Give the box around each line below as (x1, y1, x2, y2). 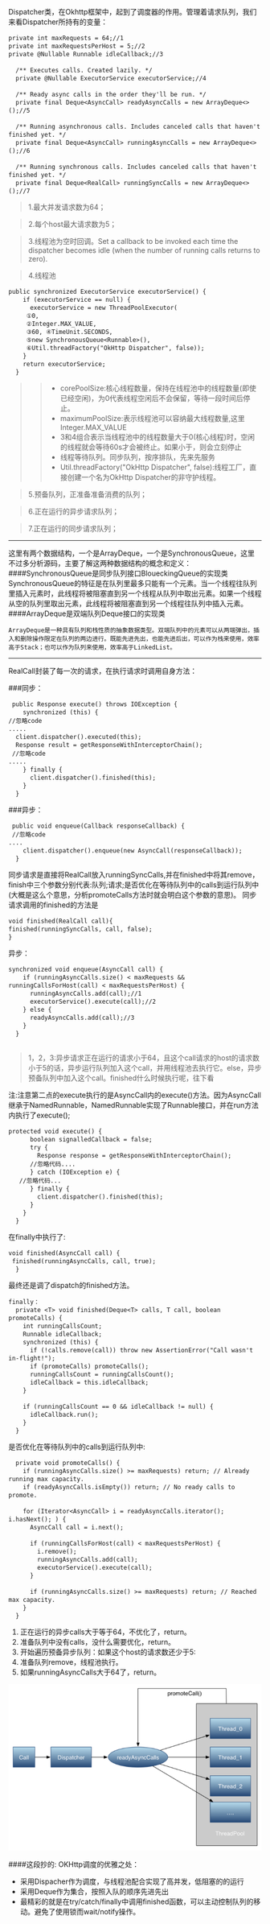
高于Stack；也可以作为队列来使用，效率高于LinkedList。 (8, 643, 177, 651)
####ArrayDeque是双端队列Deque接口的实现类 (8, 609, 166, 618)
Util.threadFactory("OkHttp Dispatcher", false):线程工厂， (59, 462, 250, 472)
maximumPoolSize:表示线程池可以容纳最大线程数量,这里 (59, 414, 245, 423)
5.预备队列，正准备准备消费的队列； (27, 489, 147, 499)
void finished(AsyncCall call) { (8, 1249, 121, 1257)
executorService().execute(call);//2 (29, 997, 157, 1005)
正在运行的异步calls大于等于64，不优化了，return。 (19, 1627, 191, 1637)
